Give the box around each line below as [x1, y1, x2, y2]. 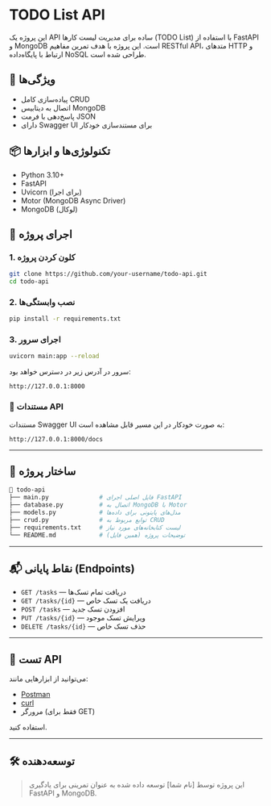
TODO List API [9, 6, 105, 24]
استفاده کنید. [9, 722, 47, 732]
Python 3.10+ [20, 169, 65, 179]
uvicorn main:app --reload [9, 353, 100, 361]
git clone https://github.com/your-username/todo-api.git [9, 270, 207, 278]
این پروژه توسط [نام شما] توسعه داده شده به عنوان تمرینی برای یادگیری [28, 780, 244, 790]
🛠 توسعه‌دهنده [9, 754, 76, 768]
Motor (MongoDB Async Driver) [20, 195, 126, 205]
